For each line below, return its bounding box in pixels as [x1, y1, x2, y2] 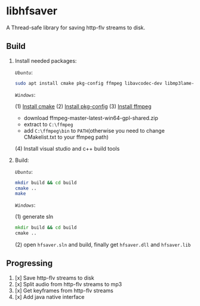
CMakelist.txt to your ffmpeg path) [23, 133, 109, 140]
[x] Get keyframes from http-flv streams [14, 287, 113, 294]
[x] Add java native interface [14, 293, 85, 300]
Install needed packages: [14, 57, 77, 64]
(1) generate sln [14, 213, 54, 221]
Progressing [6, 258, 53, 268]
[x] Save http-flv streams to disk [14, 274, 94, 281]
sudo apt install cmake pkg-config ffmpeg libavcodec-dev [14, 80, 162, 86]
